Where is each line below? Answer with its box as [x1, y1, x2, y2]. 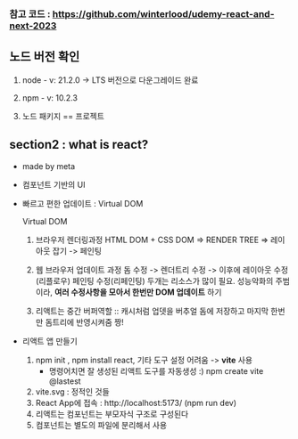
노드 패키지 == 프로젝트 [21, 110, 105, 121]
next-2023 [9, 20, 57, 32]
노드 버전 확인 [9, 49, 80, 64]
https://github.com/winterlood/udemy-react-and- [52, 7, 275, 20]
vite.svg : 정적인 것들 [35, 386, 110, 397]
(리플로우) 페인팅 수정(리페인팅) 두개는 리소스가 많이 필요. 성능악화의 [35, 275, 274, 286]
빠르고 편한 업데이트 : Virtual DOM [21, 198, 144, 208]
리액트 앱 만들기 [21, 336, 78, 346]
